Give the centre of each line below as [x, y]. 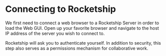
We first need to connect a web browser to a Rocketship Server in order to [82, 23]
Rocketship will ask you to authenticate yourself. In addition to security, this [83, 43]
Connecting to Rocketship [61, 9]
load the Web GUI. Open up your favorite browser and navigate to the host [82, 28]
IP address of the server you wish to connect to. [55, 33]
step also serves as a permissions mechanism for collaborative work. [77, 48]
